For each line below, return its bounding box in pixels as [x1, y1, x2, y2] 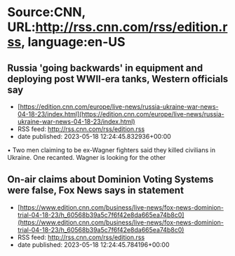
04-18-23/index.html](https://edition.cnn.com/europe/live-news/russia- [17, 110, 224, 118]
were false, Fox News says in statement [7, 184, 184, 196]
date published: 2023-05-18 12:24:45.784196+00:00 [17, 240, 170, 249]
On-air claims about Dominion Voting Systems [7, 173, 214, 186]
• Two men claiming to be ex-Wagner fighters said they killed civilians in [7, 146, 216, 154]
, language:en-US [20, 34, 126, 50]
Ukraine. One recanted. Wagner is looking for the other [7, 154, 166, 161]
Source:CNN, [7, 4, 86, 20]
